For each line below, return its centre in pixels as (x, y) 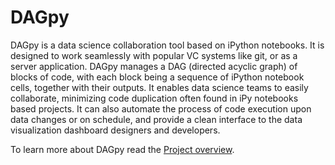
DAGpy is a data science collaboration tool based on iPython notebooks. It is (167, 45)
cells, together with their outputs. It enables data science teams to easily (159, 87)
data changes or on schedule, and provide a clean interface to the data (156, 119)
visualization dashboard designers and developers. (115, 130)
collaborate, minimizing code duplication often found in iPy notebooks (154, 98)
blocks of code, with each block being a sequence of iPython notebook (157, 77)
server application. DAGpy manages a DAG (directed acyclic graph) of (154, 66)
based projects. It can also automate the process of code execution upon (161, 108)
